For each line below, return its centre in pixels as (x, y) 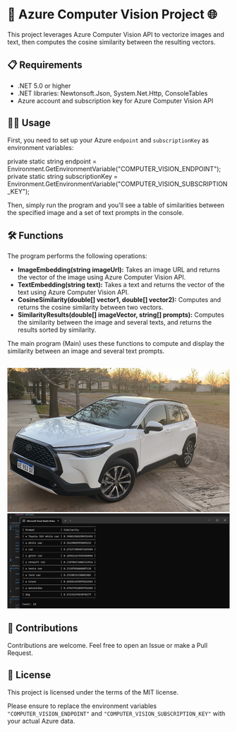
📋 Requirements (45, 65)
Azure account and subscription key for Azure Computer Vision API (115, 100)
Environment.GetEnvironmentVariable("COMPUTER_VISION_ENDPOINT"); (114, 168)
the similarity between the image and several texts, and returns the (115, 323)
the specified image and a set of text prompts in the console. (96, 212)
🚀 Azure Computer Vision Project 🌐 (112, 14)
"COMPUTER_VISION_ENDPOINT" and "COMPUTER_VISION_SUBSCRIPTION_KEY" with (116, 713)
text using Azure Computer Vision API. (73, 292)
